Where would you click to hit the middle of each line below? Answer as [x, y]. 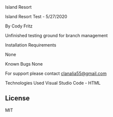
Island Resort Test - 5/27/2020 [36, 16]
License [17, 98]
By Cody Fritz [19, 26]
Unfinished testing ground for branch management [56, 35]
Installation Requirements [31, 45]
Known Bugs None [24, 64]
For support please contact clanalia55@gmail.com [56, 73]
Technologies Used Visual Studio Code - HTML [53, 83]
